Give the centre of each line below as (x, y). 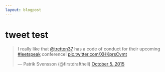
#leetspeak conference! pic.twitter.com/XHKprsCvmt (72, 54)
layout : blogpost (23, 10)
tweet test (27, 34)
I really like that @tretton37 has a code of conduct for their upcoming (89, 49)
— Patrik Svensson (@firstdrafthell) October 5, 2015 (71, 64)
